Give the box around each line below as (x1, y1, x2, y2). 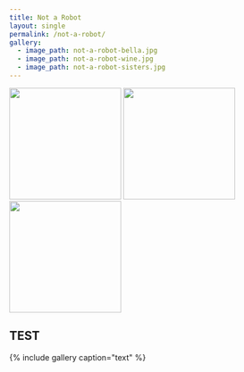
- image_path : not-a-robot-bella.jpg (17, 46, 158, 55)
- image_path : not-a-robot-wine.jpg (17, 54, 154, 63)
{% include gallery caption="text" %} (9, 351, 147, 362)
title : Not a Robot (9, 12, 82, 22)
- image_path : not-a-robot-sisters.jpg (17, 63, 166, 72)
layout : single (9, 21, 66, 30)
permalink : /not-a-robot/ (9, 29, 105, 38)
